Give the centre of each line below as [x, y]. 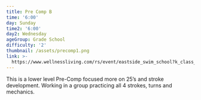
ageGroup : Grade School [36, 40]
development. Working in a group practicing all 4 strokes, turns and [89, 85]
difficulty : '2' [26, 46]
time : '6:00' [22, 17]
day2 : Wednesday [26, 34]
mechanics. [20, 92]
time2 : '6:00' [24, 28]
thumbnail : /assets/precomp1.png [48, 51]
